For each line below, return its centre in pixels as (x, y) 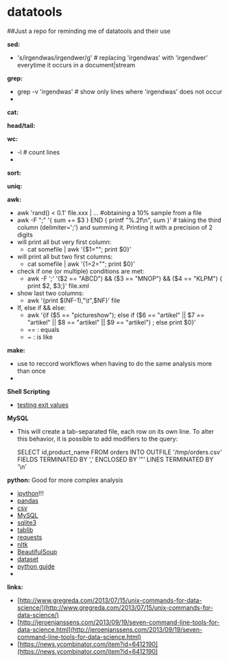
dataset (28, 559)
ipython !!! (31, 493)
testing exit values (43, 405)
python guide (36, 566)
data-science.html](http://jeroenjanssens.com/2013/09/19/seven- (110, 629)
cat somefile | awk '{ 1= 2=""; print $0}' (81, 264)
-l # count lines (38, 152)
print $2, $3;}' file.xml (58, 285)
